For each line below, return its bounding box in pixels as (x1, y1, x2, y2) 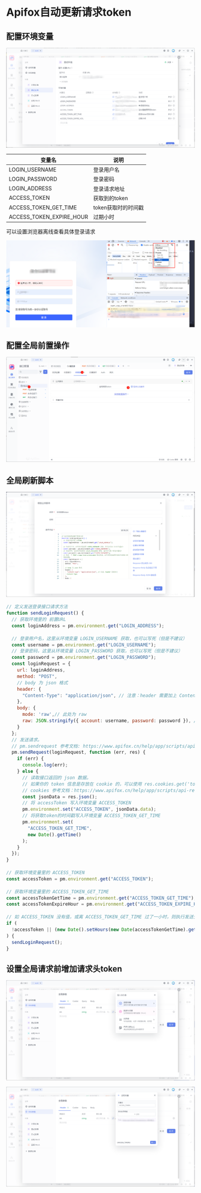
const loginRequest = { (11, 661, 71, 667)
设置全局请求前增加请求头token (6, 964, 123, 974)
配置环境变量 (6, 31, 54, 41)
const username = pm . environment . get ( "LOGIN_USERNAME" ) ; (11, 642, 157, 648)
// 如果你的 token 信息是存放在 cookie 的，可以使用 (22, 781, 142, 787)
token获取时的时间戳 (93, 204, 144, 211)
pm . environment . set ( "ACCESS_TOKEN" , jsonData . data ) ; (22, 807, 157, 813)
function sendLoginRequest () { (6, 610, 84, 616)
